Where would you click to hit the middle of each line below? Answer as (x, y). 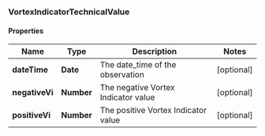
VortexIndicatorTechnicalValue (69, 12)
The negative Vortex (137, 88)
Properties (26, 31)
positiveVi (32, 115)
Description (155, 51)
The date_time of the (138, 65)
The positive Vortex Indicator (153, 111)
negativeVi (33, 93)
